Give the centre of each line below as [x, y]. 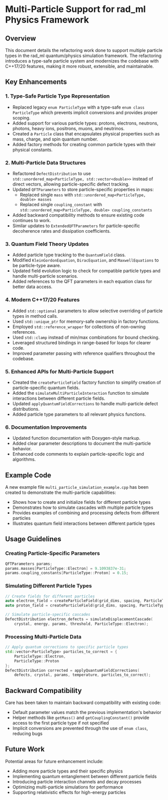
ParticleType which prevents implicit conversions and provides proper [85, 112]
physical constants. [32, 150]
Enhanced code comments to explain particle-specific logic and [78, 454]
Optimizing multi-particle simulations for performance [68, 787]
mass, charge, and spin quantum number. [55, 139]
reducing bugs [27, 733]
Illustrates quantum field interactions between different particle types [83, 523]
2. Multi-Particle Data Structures [45, 163]
